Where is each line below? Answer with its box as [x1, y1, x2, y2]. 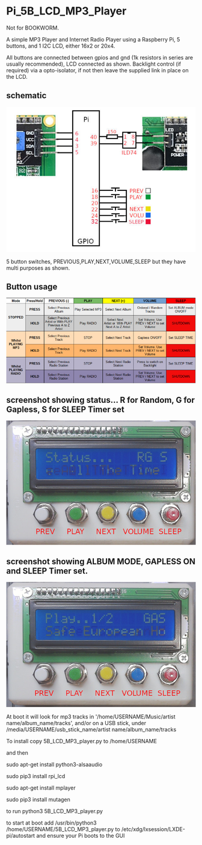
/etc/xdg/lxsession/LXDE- [121, 825, 185, 832]
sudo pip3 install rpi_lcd [6, 772, 66, 779]
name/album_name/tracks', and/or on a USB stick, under [6, 719, 147, 726]
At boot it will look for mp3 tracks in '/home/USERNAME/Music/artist [6, 712, 176, 720]
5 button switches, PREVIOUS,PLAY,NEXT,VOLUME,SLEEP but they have [6, 258, 186, 265]
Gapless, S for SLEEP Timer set [6, 405, 124, 415]
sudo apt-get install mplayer [6, 784, 76, 791]
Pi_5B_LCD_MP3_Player [6, 4, 127, 18]
